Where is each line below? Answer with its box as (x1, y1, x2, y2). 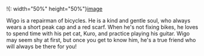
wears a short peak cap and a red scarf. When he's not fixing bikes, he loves (6, 24, 199, 30)
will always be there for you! (6, 43, 77, 50)
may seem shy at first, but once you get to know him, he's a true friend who (6, 37, 196, 43)
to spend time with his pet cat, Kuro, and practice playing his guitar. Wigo (6, 30, 190, 37)
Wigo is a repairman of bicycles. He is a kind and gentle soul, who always (6, 17, 191, 24)
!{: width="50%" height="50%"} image (6, 5, 103, 12)
